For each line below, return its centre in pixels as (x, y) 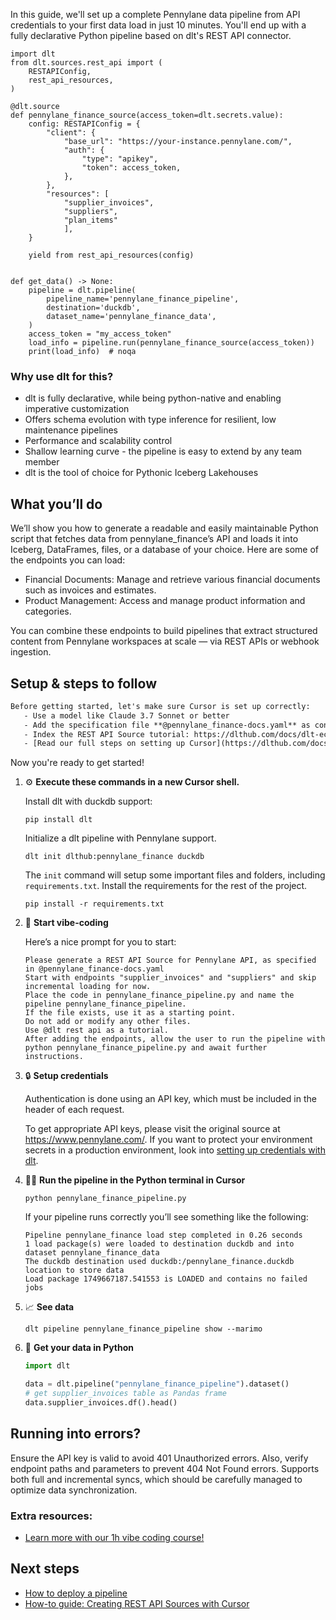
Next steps (45, 1569)
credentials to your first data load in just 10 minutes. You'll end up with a (158, 25)
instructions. (54, 1057)
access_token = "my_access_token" (100, 334)
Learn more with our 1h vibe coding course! (114, 1537)
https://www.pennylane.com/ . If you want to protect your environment (168, 1140)
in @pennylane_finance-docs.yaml (94, 969)
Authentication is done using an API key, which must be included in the (170, 1099)
